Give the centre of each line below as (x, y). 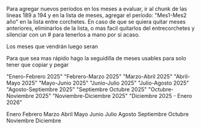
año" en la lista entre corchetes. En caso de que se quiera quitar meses (96, 22)
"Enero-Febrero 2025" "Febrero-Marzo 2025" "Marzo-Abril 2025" (90, 76)
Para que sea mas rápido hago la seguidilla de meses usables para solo (96, 58)
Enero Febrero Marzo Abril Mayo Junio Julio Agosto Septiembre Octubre (98, 114)
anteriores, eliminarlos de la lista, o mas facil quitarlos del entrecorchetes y (100, 28)
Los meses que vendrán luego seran (52, 46)
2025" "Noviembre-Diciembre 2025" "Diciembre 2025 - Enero (114, 96)
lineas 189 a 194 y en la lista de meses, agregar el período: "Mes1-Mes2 (97, 15)
